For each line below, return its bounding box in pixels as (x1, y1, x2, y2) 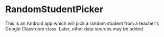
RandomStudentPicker (5, 4, 104, 15)
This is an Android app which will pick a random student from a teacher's (5, 20, 159, 26)
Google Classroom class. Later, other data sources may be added (5, 25, 143, 31)
